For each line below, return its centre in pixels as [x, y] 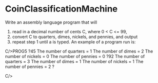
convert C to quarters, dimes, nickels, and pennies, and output [75, 37]
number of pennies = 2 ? [30, 67]
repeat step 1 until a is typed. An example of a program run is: [74, 41]
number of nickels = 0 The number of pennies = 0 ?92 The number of [75, 56]
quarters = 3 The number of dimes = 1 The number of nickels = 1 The [74, 61]
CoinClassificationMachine [61, 9]
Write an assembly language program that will [51, 22]
